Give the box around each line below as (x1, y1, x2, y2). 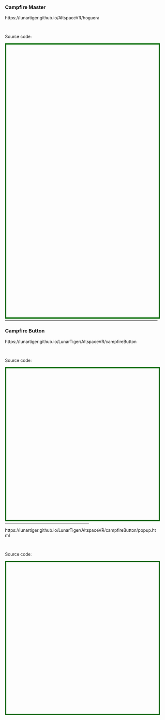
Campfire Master (5, 4, 46, 11)
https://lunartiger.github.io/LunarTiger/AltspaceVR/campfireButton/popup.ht (5, 527, 156, 533)
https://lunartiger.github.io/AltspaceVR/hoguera (5, 15, 100, 21)
